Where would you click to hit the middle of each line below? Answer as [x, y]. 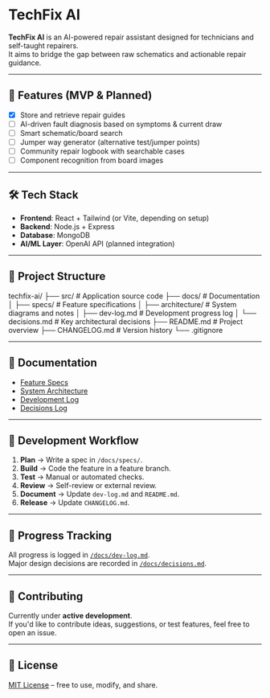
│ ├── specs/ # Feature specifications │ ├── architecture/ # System [123, 304]
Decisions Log [44, 408]
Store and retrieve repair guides [73, 115]
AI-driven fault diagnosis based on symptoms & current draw [121, 124]
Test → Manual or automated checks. [82, 477]
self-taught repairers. [43, 45]
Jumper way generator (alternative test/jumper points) [110, 142]
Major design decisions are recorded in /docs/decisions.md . [108, 564]
